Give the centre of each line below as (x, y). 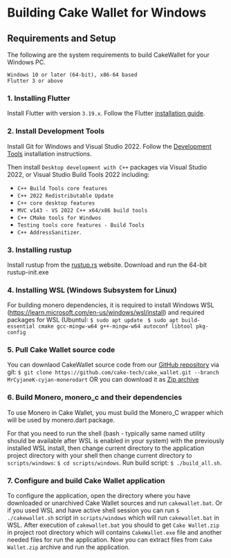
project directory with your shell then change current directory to (100, 455)
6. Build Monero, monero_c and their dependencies (95, 398)
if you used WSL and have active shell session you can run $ (93, 510)
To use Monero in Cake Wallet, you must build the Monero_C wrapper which (115, 412)
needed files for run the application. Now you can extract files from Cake (110, 540)
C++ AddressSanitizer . (49, 232)
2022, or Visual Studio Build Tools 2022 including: (78, 174)
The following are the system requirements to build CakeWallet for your (108, 55)
